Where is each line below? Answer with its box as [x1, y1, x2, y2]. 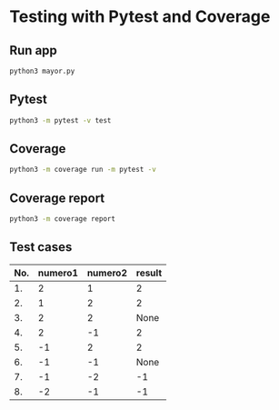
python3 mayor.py [9, 66, 75, 75]
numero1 [37, 266, 79, 279]
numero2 [86, 266, 127, 279]
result [135, 266, 163, 279]
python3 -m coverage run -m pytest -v [9, 165, 156, 175]
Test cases [9, 239, 73, 255]
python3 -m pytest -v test [9, 115, 112, 125]
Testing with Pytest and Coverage [9, 6, 271, 27]
